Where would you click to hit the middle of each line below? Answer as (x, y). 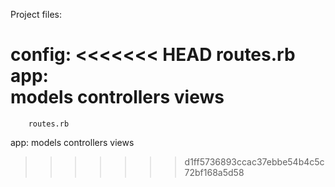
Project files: (36, 14)
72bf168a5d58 (214, 172)
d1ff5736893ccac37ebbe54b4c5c (254, 161)
